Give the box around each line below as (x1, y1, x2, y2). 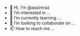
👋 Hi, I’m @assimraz (9, 5, 50, 10)
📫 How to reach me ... (9, 26, 55, 31)
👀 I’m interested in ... (9, 10, 51, 16)
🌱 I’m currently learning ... (9, 15, 62, 20)
